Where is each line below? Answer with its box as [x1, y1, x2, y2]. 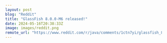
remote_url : [5, 30, 30, 35]
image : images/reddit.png [5, 26, 59, 31]
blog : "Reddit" [5, 12, 37, 17]
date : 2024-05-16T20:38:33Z [5, 21, 64, 26]
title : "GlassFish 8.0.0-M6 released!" [5, 16, 88, 21]
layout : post [5, 7, 32, 12]
